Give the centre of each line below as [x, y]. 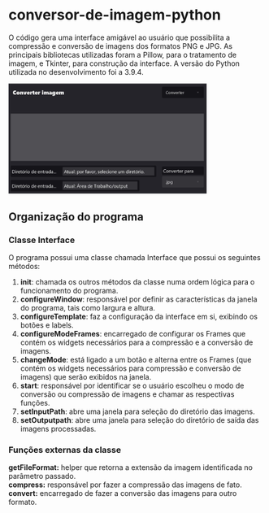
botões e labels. [47, 325]
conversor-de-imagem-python [115, 15]
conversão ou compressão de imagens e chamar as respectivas [127, 394]
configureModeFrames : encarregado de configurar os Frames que [133, 334]
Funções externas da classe [65, 450]
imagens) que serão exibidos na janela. [86, 377]
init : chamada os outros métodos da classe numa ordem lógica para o [137, 282]
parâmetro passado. [42, 476]
